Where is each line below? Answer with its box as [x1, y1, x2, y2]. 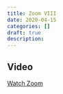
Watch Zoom [7, 79, 43, 87]
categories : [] [7, 23, 51, 30]
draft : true [7, 29, 41, 36]
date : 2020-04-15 [7, 16, 57, 23]
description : [7, 36, 45, 43]
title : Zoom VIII [7, 10, 57, 17]
